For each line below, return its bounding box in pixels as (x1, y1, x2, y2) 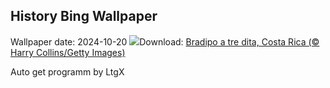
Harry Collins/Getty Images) (10, 46, 126, 58)
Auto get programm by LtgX (10, 65, 125, 78)
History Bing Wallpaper (10, 8, 158, 25)
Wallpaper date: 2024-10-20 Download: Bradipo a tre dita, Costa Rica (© (10, 35, 320, 48)
